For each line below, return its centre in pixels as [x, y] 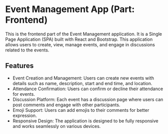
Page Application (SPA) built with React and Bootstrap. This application [79, 39]
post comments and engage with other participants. [66, 105]
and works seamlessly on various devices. [57, 126]
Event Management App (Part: [70, 9]
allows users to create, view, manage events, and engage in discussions [80, 44]
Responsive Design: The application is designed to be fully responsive [86, 121]
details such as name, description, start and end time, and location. [82, 83]
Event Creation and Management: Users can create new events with [83, 78]
